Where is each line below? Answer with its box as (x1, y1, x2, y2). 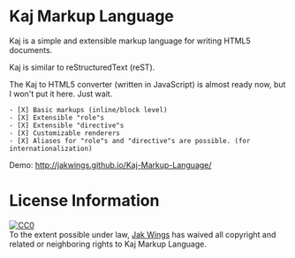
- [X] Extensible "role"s (9, 113, 104, 122)
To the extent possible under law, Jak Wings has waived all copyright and (9, 229, 276, 239)
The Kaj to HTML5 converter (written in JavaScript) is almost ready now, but (9, 79, 286, 89)
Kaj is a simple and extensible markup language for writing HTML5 (9, 35, 252, 46)
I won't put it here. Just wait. (9, 88, 113, 99)
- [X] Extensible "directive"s (9, 121, 125, 130)
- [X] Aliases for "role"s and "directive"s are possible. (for (9, 136, 251, 145)
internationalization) (9, 144, 93, 153)
